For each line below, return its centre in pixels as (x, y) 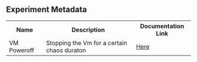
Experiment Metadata (46, 10)
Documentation (162, 26)
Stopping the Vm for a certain (86, 43)
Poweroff (22, 50)
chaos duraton (66, 50)
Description (88, 30)
